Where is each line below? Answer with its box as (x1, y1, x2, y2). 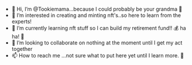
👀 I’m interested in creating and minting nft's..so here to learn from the (11, 12, 181, 19)
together (11, 46, 33, 52)
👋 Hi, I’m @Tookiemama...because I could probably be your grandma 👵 (11, 6, 183, 12)
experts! (11, 18, 32, 25)
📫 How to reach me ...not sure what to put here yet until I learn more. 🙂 (11, 52, 184, 59)
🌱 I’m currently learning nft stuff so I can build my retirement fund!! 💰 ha (11, 25, 186, 32)
